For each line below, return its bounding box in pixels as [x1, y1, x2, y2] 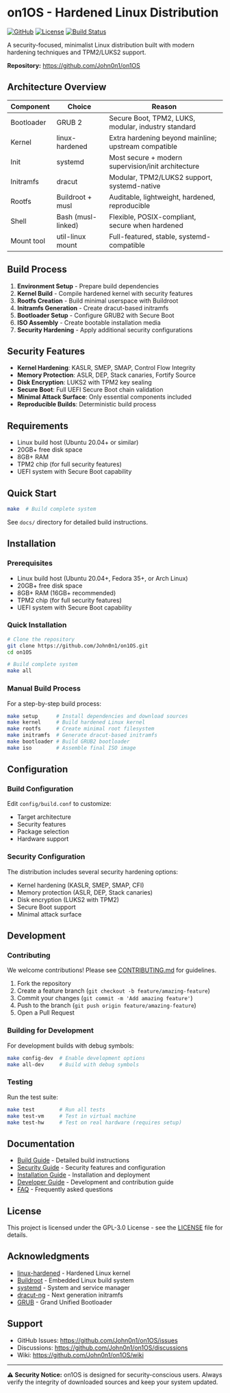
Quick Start [7, 487, 57, 499]
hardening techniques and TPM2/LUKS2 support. [7, 48, 146, 56]
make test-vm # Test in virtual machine [7, 1112, 136, 1120]
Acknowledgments [7, 1251, 90, 1263]
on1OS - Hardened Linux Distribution [7, 5, 219, 21]
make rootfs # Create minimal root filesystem [7, 726, 155, 733]
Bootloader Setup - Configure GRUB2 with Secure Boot [16, 311, 175, 319]
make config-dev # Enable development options [7, 1055, 146, 1061]
